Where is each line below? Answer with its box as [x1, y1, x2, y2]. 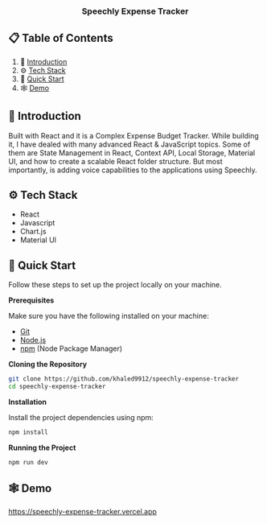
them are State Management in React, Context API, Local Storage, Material [8, 147, 256, 158]
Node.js [19, 336, 47, 345]
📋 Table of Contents [8, 31, 114, 45]
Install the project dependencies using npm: [8, 412, 154, 422]
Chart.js [19, 227, 47, 237]
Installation [8, 397, 47, 406]
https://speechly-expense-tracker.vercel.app [8, 507, 157, 517]
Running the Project [8, 443, 76, 452]
